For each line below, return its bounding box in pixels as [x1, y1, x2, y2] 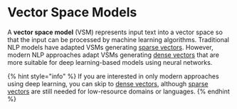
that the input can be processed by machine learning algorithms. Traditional [7, 35, 230, 43]
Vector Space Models [7, 4, 137, 21]
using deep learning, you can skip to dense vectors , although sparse [7, 79, 209, 88]
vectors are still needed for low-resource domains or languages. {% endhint [7, 87, 230, 95]
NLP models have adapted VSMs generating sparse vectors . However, [7, 43, 214, 51]
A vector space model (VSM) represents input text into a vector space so [7, 28, 223, 36]
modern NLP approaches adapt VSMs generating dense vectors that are [7, 51, 219, 59]
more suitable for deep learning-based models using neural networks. [7, 58, 213, 66]
